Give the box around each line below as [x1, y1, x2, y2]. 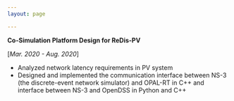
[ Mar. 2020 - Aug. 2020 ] [7, 49, 80, 58]
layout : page [7, 10, 46, 18]
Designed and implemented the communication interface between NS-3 [17, 71, 227, 79]
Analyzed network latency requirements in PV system [17, 63, 173, 71]
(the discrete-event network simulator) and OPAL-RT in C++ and [17, 78, 204, 87]
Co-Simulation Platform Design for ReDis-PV [7, 36, 141, 44]
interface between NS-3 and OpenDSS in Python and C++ [17, 85, 187, 94]
